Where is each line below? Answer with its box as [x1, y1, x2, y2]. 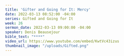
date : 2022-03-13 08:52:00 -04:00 [5, 12, 76, 17]
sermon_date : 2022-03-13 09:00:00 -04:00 [5, 25, 91, 30]
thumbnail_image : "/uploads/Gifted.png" [5, 43, 89, 48]
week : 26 [5, 20, 23, 26]
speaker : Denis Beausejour [5, 30, 60, 35]
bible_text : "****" [5, 35, 45, 39]
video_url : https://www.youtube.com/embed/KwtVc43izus [5, 39, 120, 44]
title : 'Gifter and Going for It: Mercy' [5, 7, 91, 12]
